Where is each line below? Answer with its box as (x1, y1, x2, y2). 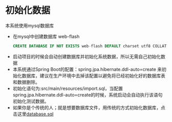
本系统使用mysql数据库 (5, 22, 54, 29)
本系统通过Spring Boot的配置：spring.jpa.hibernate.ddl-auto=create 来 (12, 66, 162, 72)
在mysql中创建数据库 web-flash (12, 33, 80, 39)
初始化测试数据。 (12, 98, 49, 104)
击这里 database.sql (12, 111, 54, 117)
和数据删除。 (12, 79, 40, 85)
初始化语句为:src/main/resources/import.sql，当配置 (12, 85, 123, 91)
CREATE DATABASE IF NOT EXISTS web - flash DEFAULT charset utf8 (12, 43, 151, 48)
